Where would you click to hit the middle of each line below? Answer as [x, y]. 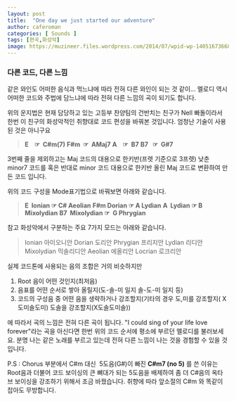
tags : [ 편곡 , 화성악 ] [34, 40]
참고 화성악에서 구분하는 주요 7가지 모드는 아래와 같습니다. [87, 228]
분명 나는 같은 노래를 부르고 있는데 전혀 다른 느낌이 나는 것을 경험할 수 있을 [118, 340]
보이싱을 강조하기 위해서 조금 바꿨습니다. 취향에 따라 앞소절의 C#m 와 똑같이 [119, 381]
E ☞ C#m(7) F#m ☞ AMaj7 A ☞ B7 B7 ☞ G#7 [99, 144]
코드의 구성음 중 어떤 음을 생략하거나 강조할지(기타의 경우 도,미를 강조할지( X [122, 299]
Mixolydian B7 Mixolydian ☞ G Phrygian [85, 213]
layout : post [26, 14]
